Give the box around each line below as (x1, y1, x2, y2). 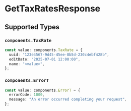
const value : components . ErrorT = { (4, 88, 80, 93)
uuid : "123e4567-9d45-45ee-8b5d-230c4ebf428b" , (9, 52, 110, 57)
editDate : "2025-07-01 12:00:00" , (9, 56, 80, 62)
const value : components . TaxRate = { (4, 48, 83, 53)
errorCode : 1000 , (9, 92, 45, 97)
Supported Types (4, 23, 60, 31)
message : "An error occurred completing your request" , (9, 97, 127, 102)
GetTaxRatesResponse (4, 3, 101, 14)
